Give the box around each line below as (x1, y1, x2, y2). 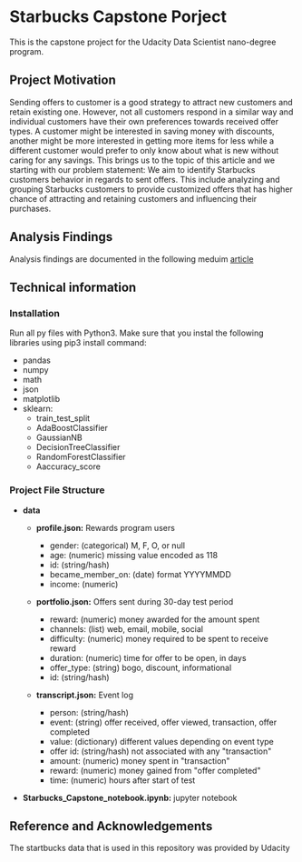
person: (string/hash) (49, 707, 130, 717)
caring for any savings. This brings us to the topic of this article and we (9, 155, 275, 165)
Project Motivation (9, 73, 116, 88)
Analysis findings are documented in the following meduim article (9, 253, 254, 265)
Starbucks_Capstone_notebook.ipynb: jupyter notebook (22, 792, 238, 803)
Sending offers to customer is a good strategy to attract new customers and (9, 96, 293, 107)
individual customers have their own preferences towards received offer (9, 115, 279, 126)
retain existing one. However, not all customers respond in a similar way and (9, 106, 294, 117)
